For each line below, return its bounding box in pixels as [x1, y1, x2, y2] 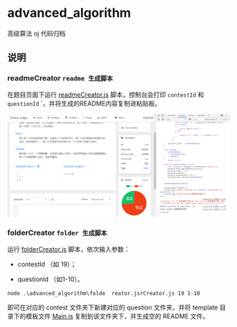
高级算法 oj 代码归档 [7, 29, 66, 37]
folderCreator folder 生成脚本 [7, 228, 107, 237]
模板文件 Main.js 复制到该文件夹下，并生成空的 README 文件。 [25, 311, 209, 320]
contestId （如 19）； [17, 259, 77, 269]
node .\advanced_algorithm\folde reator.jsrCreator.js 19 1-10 [7, 290, 200, 297]
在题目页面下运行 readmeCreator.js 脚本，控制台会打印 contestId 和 [7, 90, 205, 99]
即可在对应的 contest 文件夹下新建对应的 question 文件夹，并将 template [7, 303, 219, 311]
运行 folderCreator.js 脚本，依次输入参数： [7, 245, 130, 253]
